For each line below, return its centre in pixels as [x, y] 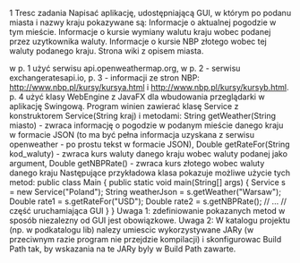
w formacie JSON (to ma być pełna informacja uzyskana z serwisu [132, 135]
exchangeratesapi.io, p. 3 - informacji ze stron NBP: [104, 78]
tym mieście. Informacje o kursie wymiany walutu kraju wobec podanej [140, 32]
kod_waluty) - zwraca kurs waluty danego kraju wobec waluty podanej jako [149, 154]
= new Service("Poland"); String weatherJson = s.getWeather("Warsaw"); [146, 192]
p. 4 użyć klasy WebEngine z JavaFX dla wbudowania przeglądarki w [137, 97]
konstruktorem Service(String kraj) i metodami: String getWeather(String [142, 116]
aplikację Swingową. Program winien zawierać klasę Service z [124, 106]
